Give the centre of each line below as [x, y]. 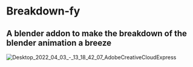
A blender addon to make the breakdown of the [97, 33]
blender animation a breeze [59, 43]
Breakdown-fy [43, 11]
